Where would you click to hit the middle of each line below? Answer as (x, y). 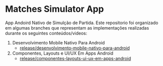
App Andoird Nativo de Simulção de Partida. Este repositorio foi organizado (82, 23)
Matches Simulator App (55, 9)
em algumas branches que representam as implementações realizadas (77, 28)
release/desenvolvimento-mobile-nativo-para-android (75, 48)
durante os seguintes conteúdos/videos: (46, 33)
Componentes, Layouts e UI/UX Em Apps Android (63, 53)
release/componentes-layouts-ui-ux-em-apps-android (75, 58)
